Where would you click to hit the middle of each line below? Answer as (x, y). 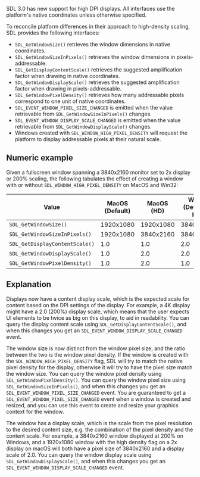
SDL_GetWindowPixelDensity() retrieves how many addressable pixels (99, 95)
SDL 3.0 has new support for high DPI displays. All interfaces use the (90, 9)
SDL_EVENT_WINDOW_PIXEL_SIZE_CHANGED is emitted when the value (94, 107)
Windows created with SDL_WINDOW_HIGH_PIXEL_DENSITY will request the (101, 133)
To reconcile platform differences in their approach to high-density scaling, (98, 26)
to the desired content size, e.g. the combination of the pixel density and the (100, 429)
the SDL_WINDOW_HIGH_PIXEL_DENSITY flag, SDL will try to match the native (95, 361)
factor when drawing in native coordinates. (67, 76)
